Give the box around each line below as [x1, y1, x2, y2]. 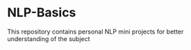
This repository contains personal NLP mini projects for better [7, 27, 184, 36]
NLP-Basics [7, 5, 76, 21]
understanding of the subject [7, 34, 90, 42]
